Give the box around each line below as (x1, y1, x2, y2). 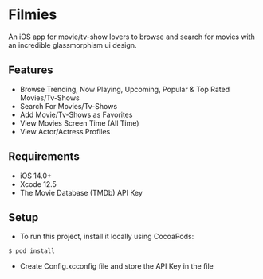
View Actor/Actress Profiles (19, 126, 111, 136)
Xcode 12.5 (19, 179, 57, 188)
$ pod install (8, 247, 56, 255)
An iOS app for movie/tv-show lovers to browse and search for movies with (8, 32, 255, 41)
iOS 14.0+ (19, 171, 52, 180)
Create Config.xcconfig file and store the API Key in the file (19, 262, 214, 271)
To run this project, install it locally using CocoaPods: (19, 232, 194, 242)
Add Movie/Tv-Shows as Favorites (19, 110, 133, 119)
